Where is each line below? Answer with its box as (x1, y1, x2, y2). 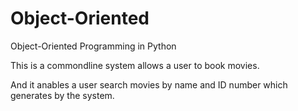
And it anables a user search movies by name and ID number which (10, 78, 288, 91)
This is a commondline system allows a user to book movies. (10, 59, 260, 71)
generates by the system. (10, 89, 115, 101)
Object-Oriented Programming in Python (10, 40, 177, 52)
